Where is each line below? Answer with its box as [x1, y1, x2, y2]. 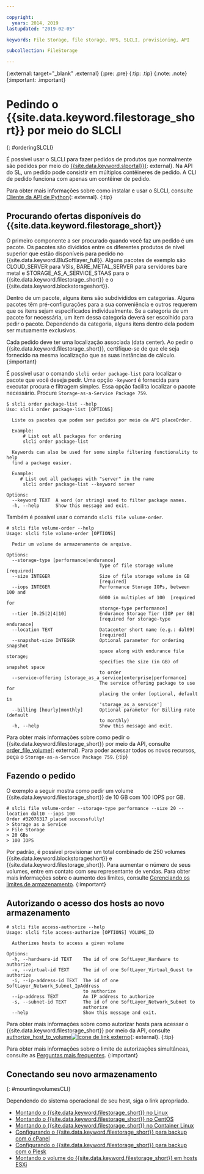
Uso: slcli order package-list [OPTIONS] [6, 406, 114, 412]
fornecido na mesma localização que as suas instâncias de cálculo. [6, 351, 176, 359]
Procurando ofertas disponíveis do [6, 211, 142, 222]
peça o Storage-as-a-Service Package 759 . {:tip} [6, 753, 128, 760]
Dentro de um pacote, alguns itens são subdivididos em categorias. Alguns [6, 294, 195, 301]
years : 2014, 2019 [12, 20, 59, 26]
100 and [6, 589, 26, 596]
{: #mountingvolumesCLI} [6, 1085, 71, 1093]
